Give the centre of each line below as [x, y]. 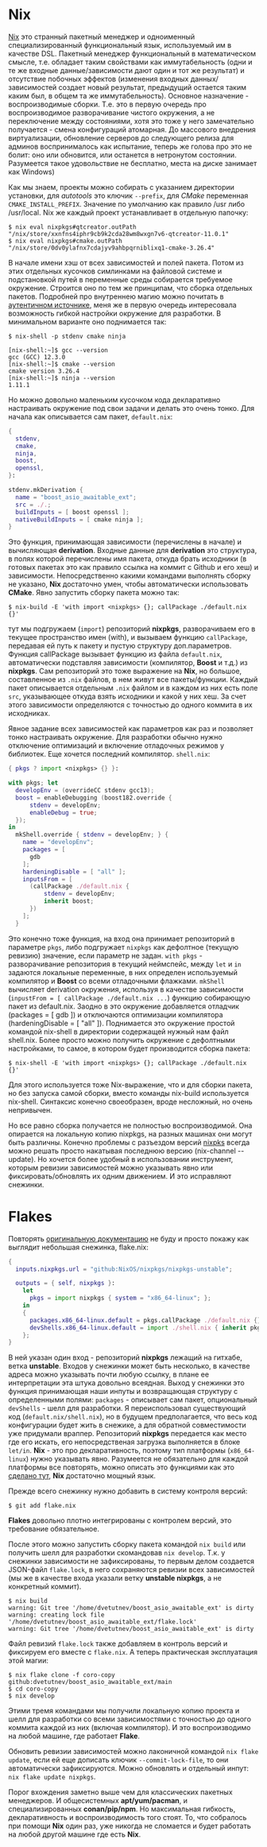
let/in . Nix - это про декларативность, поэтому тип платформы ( [119, 1450]
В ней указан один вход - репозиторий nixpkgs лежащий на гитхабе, [125, 1357]
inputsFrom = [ [48, 879]
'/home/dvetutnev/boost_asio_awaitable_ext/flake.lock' [103, 1622]
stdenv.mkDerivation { [46, 490]
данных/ [204, 79]
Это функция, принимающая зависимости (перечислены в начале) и [125, 542]
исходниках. [29, 714]
